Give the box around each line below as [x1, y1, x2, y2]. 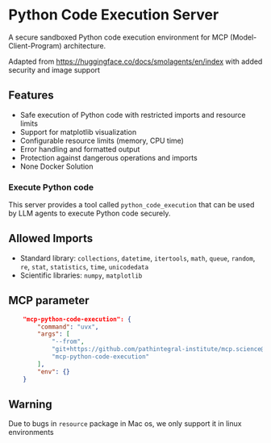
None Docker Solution [19, 161, 94, 171]
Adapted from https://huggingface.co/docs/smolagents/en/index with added [8, 56, 263, 66]
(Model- [229, 32, 257, 42]
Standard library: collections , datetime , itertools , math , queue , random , [19, 253, 256, 263]
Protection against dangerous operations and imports [19, 153, 198, 162]
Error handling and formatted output [19, 144, 140, 154]
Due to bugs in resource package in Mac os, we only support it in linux [8, 419, 242, 428]
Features [8, 89, 54, 102]
